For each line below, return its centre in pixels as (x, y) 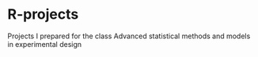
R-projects (43, 14)
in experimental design (45, 44)
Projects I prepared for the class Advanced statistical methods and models (129, 36)
